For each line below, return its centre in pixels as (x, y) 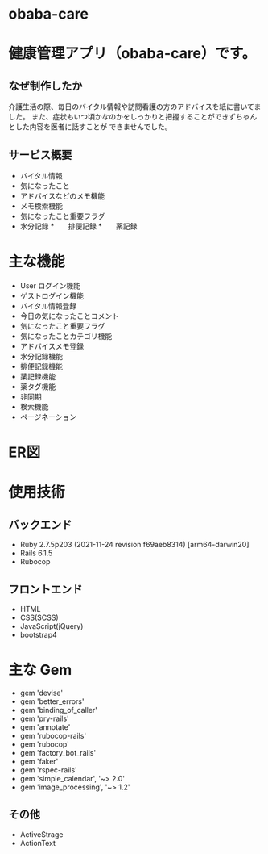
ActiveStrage (41, 834)
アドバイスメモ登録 (52, 346)
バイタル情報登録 (48, 306)
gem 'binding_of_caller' (59, 710)
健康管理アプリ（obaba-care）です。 (132, 54)
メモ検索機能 (41, 206)
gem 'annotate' (45, 726)
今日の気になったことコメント (69, 316)
